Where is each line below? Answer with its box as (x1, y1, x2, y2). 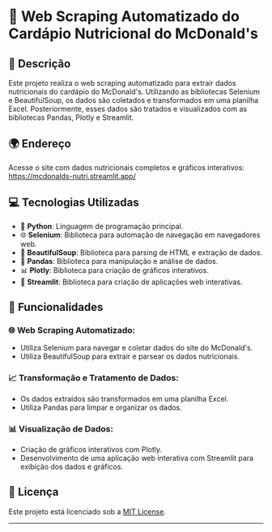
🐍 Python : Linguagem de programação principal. (19, 221, 184, 231)
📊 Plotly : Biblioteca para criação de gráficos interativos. (19, 265, 209, 275)
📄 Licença (8, 485, 59, 499)
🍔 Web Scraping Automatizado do (8, 7, 240, 26)
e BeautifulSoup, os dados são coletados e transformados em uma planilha (8, 96, 259, 104)
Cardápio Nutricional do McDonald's (8, 24, 259, 43)
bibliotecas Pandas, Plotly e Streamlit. (8, 113, 134, 122)
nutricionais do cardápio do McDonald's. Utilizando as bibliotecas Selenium (8, 87, 261, 96)
